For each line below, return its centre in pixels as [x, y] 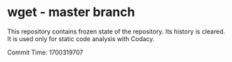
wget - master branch [71, 12]
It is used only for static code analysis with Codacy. [81, 38]
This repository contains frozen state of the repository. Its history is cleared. [116, 31]
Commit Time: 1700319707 [45, 52]
